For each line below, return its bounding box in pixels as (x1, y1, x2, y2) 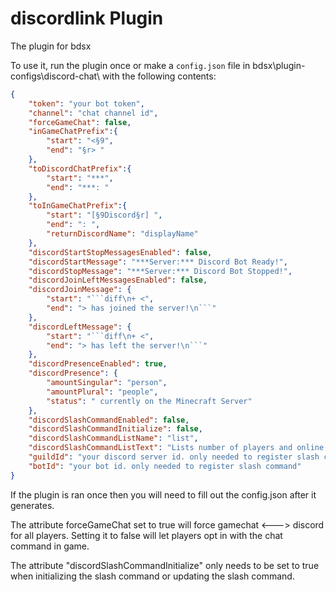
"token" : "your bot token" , (28, 98, 145, 109)
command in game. (10, 540, 90, 552)
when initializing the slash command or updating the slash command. (10, 570, 295, 582)
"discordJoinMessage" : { (28, 285, 132, 295)
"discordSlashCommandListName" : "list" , (28, 433, 199, 444)
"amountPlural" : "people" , (46, 387, 159, 397)
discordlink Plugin (10, 7, 164, 30)
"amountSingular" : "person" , (46, 378, 168, 388)
